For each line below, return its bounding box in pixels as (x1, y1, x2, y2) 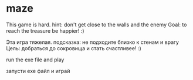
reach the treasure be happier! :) (6, 27, 84, 34)
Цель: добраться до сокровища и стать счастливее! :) (6, 44, 142, 51)
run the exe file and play (6, 56, 65, 63)
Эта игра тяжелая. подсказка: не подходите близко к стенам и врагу (6, 39, 179, 46)
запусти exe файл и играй (6, 67, 70, 74)
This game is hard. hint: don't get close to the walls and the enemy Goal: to (6, 21, 187, 28)
